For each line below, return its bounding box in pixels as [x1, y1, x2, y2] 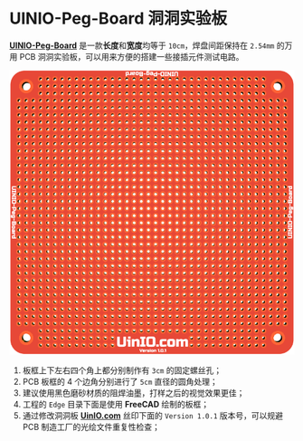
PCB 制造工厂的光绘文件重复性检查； [22, 422, 161, 433]
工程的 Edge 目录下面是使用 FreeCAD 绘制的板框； [22, 399, 210, 410]
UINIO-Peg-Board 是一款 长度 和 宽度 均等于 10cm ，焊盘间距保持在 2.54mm [9, 40, 275, 51]
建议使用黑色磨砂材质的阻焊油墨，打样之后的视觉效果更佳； [22, 388, 245, 398]
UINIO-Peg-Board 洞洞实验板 [9, 8, 228, 29]
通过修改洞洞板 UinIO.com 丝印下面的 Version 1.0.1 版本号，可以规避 [22, 410, 283, 421]
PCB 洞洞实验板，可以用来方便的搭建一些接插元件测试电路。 [19, 51, 244, 62]
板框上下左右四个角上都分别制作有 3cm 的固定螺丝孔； [22, 365, 223, 376]
